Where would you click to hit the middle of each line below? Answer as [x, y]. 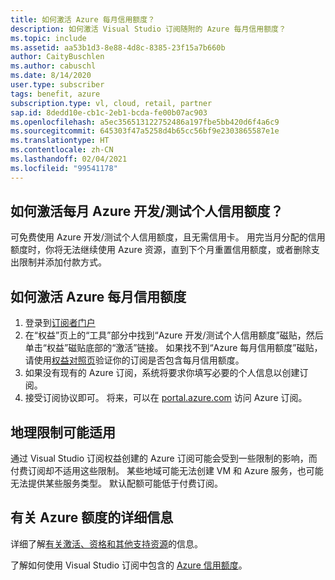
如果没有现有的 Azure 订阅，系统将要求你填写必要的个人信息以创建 [162, 373]
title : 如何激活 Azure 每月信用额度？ [83, 19]
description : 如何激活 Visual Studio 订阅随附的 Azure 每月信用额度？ [148, 29]
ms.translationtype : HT [60, 141]
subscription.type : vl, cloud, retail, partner [111, 103]
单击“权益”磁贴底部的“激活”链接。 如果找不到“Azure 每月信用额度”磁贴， [173, 348]
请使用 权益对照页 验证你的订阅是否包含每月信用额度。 [134, 360]
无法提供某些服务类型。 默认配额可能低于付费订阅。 [116, 483]
